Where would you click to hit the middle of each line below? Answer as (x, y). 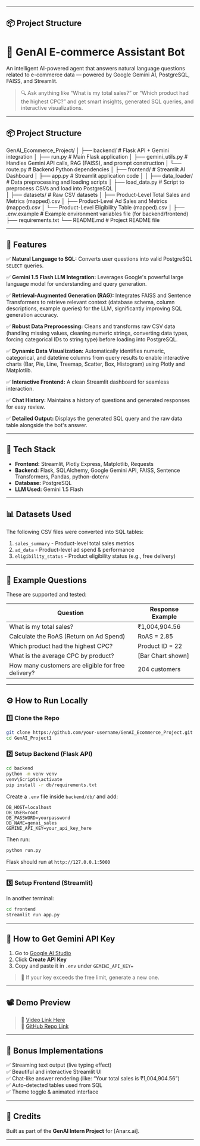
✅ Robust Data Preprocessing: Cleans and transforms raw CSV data (91, 326)
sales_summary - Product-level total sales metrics (74, 543)
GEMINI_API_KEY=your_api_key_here (49, 828)
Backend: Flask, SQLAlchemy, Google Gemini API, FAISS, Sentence (97, 470)
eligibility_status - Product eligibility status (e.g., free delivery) (95, 556)
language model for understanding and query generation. (76, 283)
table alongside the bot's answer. (47, 425)
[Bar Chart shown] (163, 656)
